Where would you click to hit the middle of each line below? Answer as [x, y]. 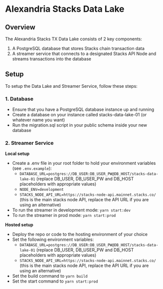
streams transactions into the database [52, 59]
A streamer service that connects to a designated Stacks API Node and [84, 53]
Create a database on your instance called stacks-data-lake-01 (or [80, 115]
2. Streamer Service [29, 143]
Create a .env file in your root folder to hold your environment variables [84, 163]
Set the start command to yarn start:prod [55, 281]
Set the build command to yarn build [50, 276]
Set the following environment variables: [53, 239]
